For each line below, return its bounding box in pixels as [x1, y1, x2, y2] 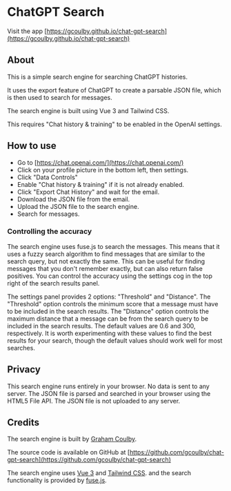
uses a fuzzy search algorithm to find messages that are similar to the [7, 250, 205, 258]
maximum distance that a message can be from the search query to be [7, 314, 209, 323]
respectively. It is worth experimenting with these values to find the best [7, 329, 212, 337]
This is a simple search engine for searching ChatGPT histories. [7, 72, 188, 81]
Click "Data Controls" [17, 173, 78, 181]
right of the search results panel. [7, 279, 100, 287]
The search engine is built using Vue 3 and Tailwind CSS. [7, 106, 170, 114]
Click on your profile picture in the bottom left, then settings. [17, 166, 189, 174]
